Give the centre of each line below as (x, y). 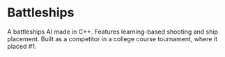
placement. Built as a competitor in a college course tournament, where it (113, 38)
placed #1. (22, 46)
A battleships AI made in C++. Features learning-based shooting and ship (113, 32)
